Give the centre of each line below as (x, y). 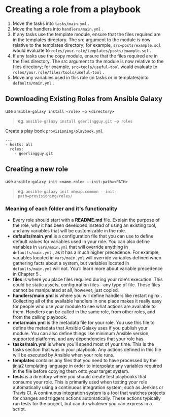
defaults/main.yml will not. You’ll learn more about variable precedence (88, 269)
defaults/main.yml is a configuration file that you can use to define (83, 236)
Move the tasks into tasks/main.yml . (51, 23)
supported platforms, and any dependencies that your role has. (79, 339)
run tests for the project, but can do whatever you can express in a (82, 403)
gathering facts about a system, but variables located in (71, 263)
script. (19, 409)
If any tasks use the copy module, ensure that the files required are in (85, 56)
